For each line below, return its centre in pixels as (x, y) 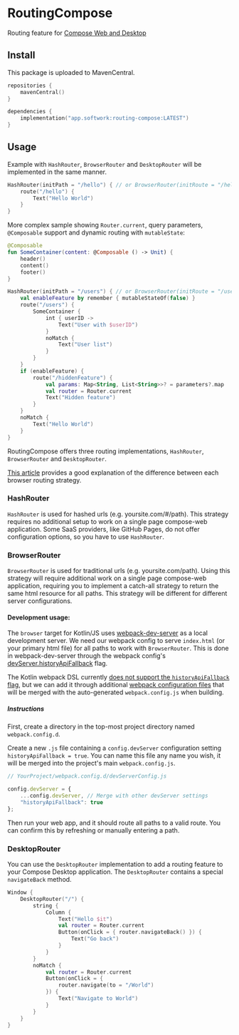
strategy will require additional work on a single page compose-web (107, 578)
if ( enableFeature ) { (52, 371)
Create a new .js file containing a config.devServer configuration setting (115, 748)
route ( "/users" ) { (47, 305)
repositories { (30, 86)
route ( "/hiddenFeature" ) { (73, 378)
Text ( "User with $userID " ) (98, 325)
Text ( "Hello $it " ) (85, 919)
